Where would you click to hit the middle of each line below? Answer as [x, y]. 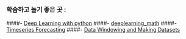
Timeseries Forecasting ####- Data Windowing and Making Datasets [93, 30]
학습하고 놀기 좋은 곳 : [36, 9]
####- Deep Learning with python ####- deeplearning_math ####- [91, 23]
